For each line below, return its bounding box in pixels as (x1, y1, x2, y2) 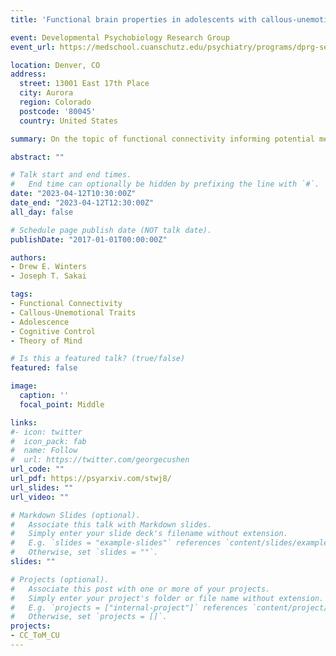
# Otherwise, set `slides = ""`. (10, 547, 159, 558)
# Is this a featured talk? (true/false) (10, 354, 186, 364)
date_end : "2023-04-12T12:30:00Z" (10, 198, 155, 208)
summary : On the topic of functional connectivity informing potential (10, 134, 315, 144)
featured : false (10, 363, 78, 373)
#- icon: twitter (10, 427, 83, 437)
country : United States (19, 116, 118, 126)
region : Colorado (19, 97, 92, 107)
